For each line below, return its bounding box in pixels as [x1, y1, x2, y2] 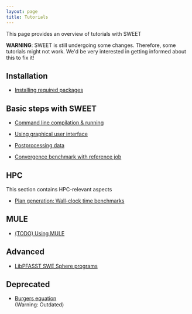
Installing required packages [14, 86, 84, 94]
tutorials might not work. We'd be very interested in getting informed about [6, 48, 186, 55]
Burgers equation [14, 295, 57, 302]
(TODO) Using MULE [14, 229, 65, 237]
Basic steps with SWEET [6, 103, 97, 113]
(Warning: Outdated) [14, 301, 64, 308]
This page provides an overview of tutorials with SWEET [6, 30, 142, 37]
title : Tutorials [6, 14, 49, 20]
